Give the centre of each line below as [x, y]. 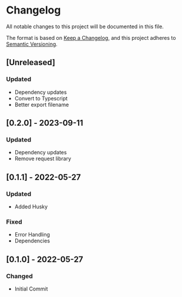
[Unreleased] [31, 63]
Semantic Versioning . [32, 44]
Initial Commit [31, 289]
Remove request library [43, 158]
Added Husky [31, 207]
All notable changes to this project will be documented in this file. [85, 26]
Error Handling [32, 235]
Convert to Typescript [41, 98]
